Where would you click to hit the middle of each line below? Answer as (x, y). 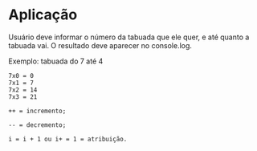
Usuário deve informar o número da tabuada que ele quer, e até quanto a (129, 37)
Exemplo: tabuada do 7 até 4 (56, 61)
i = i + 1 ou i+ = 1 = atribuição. (68, 139)
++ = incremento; (37, 111)
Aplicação (43, 15)
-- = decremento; (37, 125)
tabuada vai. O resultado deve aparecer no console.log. (100, 45)
